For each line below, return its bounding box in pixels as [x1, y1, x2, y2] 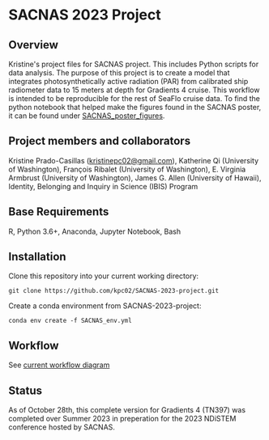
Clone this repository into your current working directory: [8, 271, 199, 281]
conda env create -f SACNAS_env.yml [8, 317, 132, 325]
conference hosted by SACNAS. [8, 422, 116, 432]
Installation [8, 250, 66, 264]
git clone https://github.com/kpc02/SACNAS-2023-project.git [8, 287, 220, 295]
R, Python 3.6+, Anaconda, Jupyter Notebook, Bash [8, 226, 181, 236]
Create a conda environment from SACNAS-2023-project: [8, 301, 202, 311]
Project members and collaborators [8, 134, 191, 148]
